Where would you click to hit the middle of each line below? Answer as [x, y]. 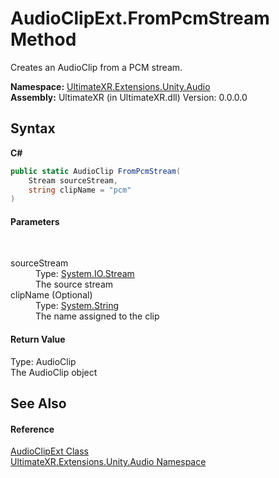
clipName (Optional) [51, 295]
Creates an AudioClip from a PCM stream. [96, 67]
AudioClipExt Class [49, 451]
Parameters [35, 221]
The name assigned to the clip [97, 316]
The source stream [74, 284]
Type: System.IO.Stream [85, 274]
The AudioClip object [54, 372]
